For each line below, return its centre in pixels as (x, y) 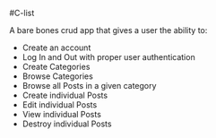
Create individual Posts (65, 95)
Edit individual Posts (60, 105)
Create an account (56, 47)
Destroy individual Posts (67, 124)
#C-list (22, 13)
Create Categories (56, 67)
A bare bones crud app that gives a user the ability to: (108, 30)
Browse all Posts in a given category (89, 86)
